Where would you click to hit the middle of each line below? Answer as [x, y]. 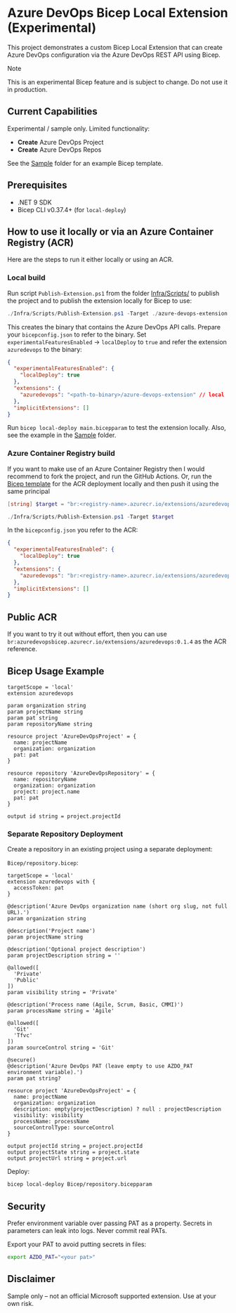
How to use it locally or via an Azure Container [111, 231]
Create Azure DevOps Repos [59, 150]
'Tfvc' [23, 1036]
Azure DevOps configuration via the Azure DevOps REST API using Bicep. [114, 55]
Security [26, 1206]
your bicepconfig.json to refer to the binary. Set [77, 334]
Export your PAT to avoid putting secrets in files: [77, 1244]
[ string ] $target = [36, 504]
